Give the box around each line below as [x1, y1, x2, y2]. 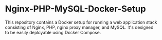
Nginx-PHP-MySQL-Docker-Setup [5, 3, 146, 14]
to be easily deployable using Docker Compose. [5, 29, 101, 35]
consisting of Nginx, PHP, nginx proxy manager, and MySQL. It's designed [5, 24, 154, 30]
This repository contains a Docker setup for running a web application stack [5, 19, 157, 25]
